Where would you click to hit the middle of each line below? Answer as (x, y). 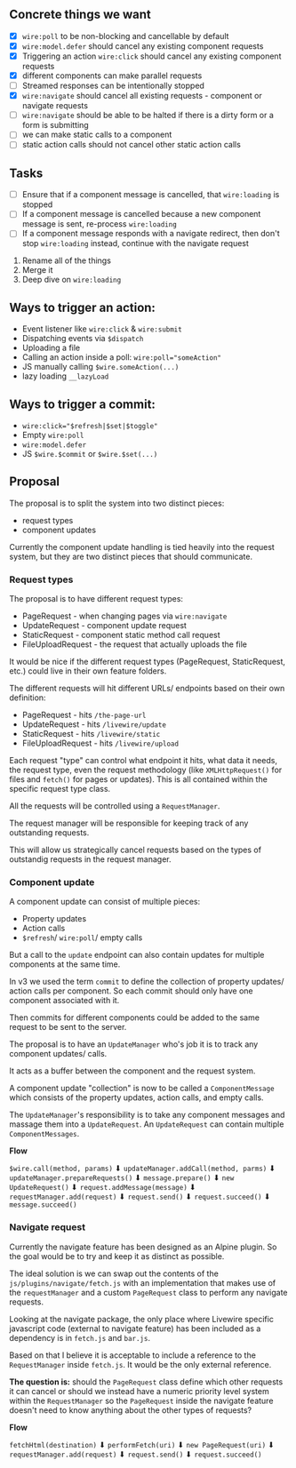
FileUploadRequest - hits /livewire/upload (100, 743)
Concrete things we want (80, 15)
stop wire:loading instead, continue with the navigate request (135, 243)
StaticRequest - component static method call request (121, 635)
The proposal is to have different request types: (96, 599)
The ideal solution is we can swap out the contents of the (114, 1273)
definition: (28, 698)
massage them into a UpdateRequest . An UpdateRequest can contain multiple (147, 1124)
